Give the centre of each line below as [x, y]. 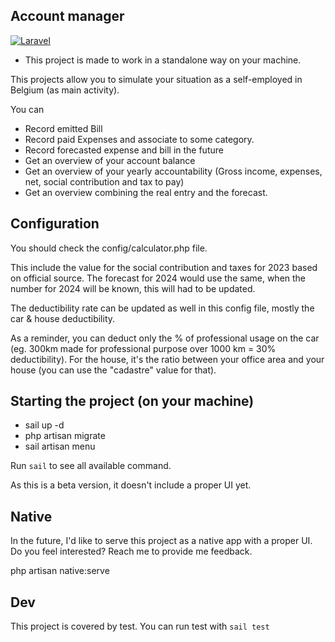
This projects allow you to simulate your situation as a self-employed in [156, 79]
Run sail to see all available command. [91, 466]
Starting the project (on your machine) [132, 401]
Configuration [55, 224]
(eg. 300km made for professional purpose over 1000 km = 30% [143, 348]
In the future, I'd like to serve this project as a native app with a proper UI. [161, 541]
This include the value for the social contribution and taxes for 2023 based [164, 267]
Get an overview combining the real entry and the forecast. [146, 192]
